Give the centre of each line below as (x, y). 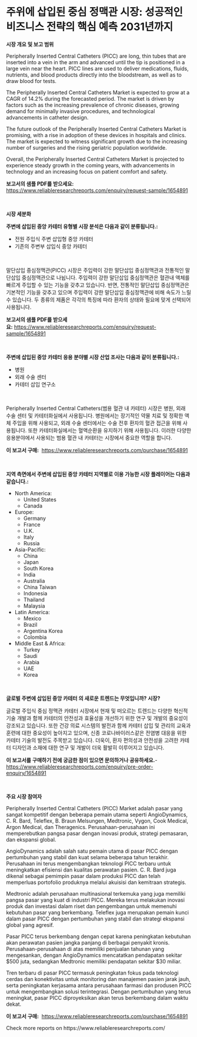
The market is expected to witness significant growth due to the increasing (97, 141)
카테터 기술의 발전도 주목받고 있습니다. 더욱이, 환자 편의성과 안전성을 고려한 (92, 740)
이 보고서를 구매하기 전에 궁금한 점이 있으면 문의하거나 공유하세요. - (82, 760)
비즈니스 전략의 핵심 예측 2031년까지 (90, 27)
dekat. (14, 1004)
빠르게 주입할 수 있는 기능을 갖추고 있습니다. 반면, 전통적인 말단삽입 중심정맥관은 (98, 285)
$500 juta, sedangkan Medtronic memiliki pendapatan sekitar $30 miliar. (94, 961)
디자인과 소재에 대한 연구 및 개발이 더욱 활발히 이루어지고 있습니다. (88, 747)
